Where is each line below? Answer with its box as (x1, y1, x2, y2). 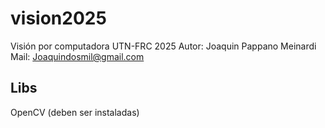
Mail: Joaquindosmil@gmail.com (10, 50, 145, 62)
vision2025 (10, 7, 107, 30)
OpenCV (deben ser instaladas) (10, 106, 140, 118)
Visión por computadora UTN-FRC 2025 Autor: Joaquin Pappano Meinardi (10, 40, 317, 52)
